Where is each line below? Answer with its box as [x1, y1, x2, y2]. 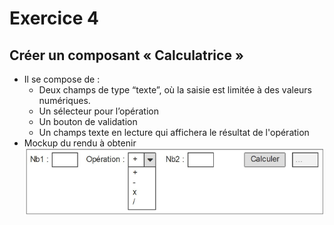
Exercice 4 [9, 7, 99, 30]
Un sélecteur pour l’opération [38, 105, 159, 117]
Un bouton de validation [38, 116, 138, 127]
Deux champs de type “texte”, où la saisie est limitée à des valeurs [38, 84, 313, 96]
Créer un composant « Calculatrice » [9, 47, 244, 64]
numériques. [38, 95, 91, 106]
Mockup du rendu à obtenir [23, 137, 137, 149]
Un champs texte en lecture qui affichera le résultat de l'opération [38, 127, 310, 138]
